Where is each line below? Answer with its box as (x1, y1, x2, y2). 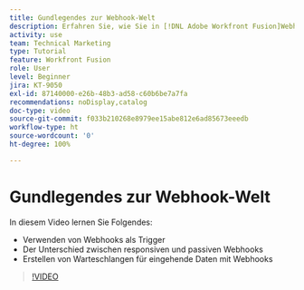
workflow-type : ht (9, 123, 79, 132)
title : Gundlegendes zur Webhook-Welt (9, 13, 156, 23)
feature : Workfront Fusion (9, 55, 111, 64)
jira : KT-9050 (9, 81, 63, 90)
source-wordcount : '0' (9, 131, 95, 140)
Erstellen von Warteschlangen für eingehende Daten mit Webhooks (22, 253, 273, 264)
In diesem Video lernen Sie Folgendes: (9, 217, 153, 227)
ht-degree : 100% (9, 140, 71, 149)
